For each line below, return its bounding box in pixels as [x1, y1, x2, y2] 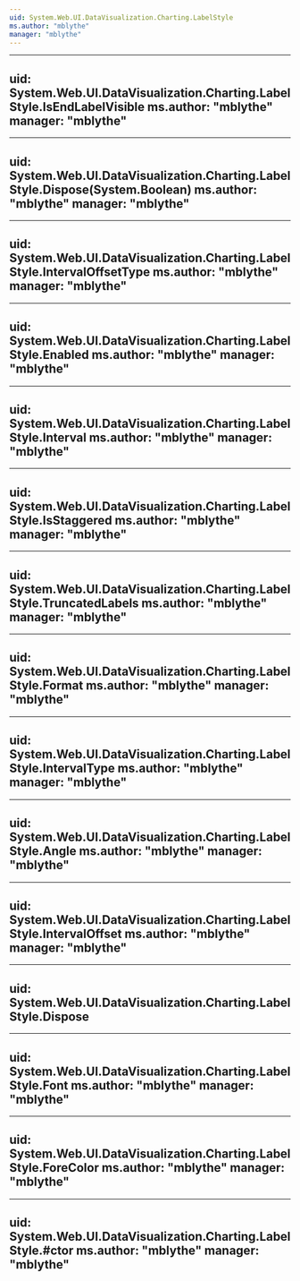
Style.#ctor [9, 1243, 74, 1259]
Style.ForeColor [9, 1160, 100, 1175]
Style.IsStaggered [9, 512, 113, 528]
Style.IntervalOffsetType [9, 265, 150, 280]
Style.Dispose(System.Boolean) [9, 182, 192, 197]
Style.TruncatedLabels [9, 595, 139, 611]
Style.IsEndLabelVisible [9, 99, 146, 115]
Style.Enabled [9, 347, 89, 363]
